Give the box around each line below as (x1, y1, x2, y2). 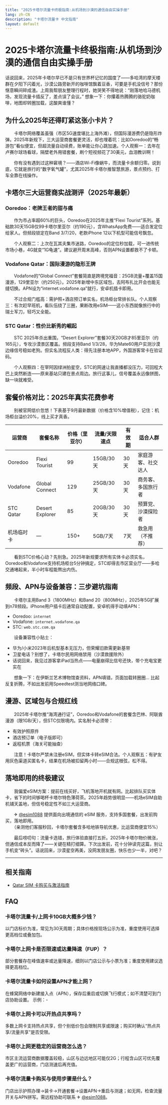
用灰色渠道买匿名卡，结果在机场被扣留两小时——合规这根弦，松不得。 (5, 757, 150, 764)
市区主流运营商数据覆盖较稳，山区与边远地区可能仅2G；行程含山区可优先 (5, 1055, 156, 1061)
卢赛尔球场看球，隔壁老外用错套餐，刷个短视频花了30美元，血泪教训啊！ (5, 149, 155, 155)
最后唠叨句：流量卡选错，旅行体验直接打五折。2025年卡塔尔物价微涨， (13, 835, 161, 841)
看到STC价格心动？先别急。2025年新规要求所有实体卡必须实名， (13, 554, 147, 560)
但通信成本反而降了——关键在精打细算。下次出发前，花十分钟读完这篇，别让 (5, 841, 163, 847)
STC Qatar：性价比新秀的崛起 (5, 322, 77, 329)
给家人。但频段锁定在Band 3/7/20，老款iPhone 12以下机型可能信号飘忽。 (5, 230, 156, 236)
